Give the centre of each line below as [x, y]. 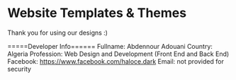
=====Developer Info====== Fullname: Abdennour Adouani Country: [110, 46]
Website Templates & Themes [97, 13]
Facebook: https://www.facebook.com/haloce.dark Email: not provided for [116, 61]
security [19, 69]
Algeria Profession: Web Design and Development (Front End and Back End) [118, 54]
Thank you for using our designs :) [58, 33]
